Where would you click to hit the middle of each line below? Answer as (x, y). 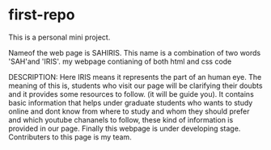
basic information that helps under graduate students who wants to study (131, 102)
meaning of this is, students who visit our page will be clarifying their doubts (135, 85)
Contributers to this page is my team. (70, 137)
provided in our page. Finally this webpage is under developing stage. (125, 128)
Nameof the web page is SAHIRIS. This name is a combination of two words (135, 52)
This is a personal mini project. (59, 37)
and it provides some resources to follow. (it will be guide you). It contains (131, 94)
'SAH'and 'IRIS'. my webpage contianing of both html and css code (120, 61)
